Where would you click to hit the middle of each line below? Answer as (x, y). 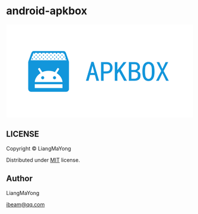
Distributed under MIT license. (43, 160)
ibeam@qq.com (25, 204)
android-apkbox (47, 11)
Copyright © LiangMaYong (39, 148)
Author (19, 179)
